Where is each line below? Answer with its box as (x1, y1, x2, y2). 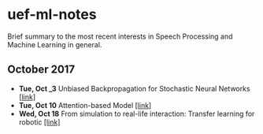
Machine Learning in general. (7, 39, 102, 49)
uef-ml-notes (7, 6, 97, 24)
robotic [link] (18, 117, 61, 127)
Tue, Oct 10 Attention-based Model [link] (18, 100, 152, 110)
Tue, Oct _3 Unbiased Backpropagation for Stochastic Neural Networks (18, 84, 250, 93)
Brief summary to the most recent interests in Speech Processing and (7, 32, 233, 41)
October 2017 (7, 63, 76, 76)
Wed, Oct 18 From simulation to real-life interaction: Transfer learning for (18, 109, 255, 118)
